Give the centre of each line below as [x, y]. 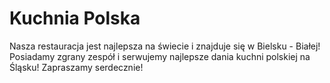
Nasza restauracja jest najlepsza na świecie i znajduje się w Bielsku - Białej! [165, 46]
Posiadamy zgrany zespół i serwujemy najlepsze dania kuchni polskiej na [160, 56]
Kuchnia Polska [75, 18]
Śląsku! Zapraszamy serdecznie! [76, 67]
